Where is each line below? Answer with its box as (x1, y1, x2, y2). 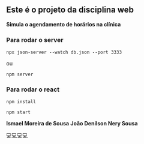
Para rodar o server (6, 35, 64, 44)
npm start (6, 109, 31, 116)
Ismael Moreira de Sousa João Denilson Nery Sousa (6, 120, 138, 127)
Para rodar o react (6, 85, 60, 94)
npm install (6, 99, 36, 105)
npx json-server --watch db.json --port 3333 (6, 49, 122, 56)
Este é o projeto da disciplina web (6, 5, 134, 15)
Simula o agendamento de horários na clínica (6, 20, 121, 28)
